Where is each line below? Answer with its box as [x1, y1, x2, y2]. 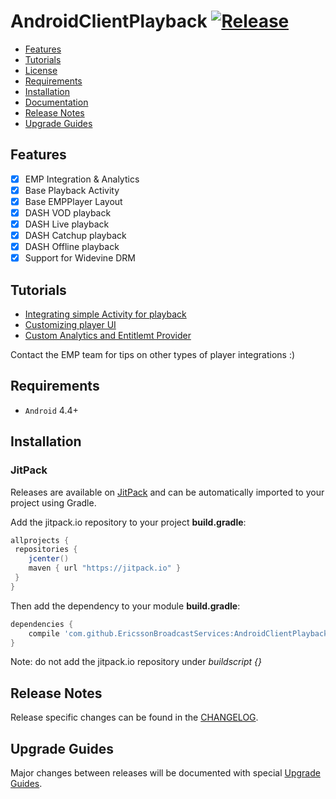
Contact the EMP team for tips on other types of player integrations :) [10, 349, 296, 361]
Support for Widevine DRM [24, 252, 136, 264]
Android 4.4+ [24, 404, 79, 416]
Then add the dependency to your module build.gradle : [10, 600, 241, 612]
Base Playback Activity [24, 184, 120, 196]
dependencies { [10, 619, 74, 629]
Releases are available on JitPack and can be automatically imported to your [10, 486, 325, 498]
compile [28, 628, 60, 639]
